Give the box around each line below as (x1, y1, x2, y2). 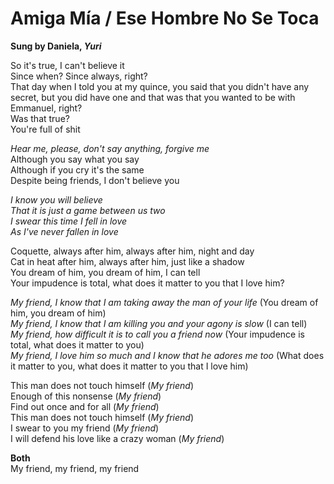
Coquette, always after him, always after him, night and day (10, 245, 255, 257)
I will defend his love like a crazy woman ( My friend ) (10, 432, 225, 444)
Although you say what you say (10, 153, 140, 165)
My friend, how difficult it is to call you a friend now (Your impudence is (10, 328, 305, 340)
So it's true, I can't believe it (10, 59, 125, 71)
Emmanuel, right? (10, 102, 83, 114)
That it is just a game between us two (10, 204, 166, 216)
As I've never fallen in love (10, 225, 119, 237)
